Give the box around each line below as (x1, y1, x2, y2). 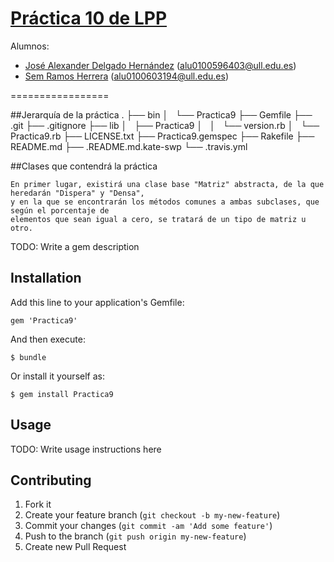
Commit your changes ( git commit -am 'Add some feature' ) (24, 520, 273, 532)
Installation (10, 270, 82, 287)
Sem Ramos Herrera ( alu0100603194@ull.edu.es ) (24, 70, 229, 82)
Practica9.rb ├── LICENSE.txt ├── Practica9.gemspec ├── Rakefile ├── (10, 130, 315, 142)
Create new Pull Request (24, 541, 127, 553)
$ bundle (10, 352, 47, 362)
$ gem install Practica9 (10, 389, 114, 399)
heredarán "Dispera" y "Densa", (10, 188, 145, 198)
